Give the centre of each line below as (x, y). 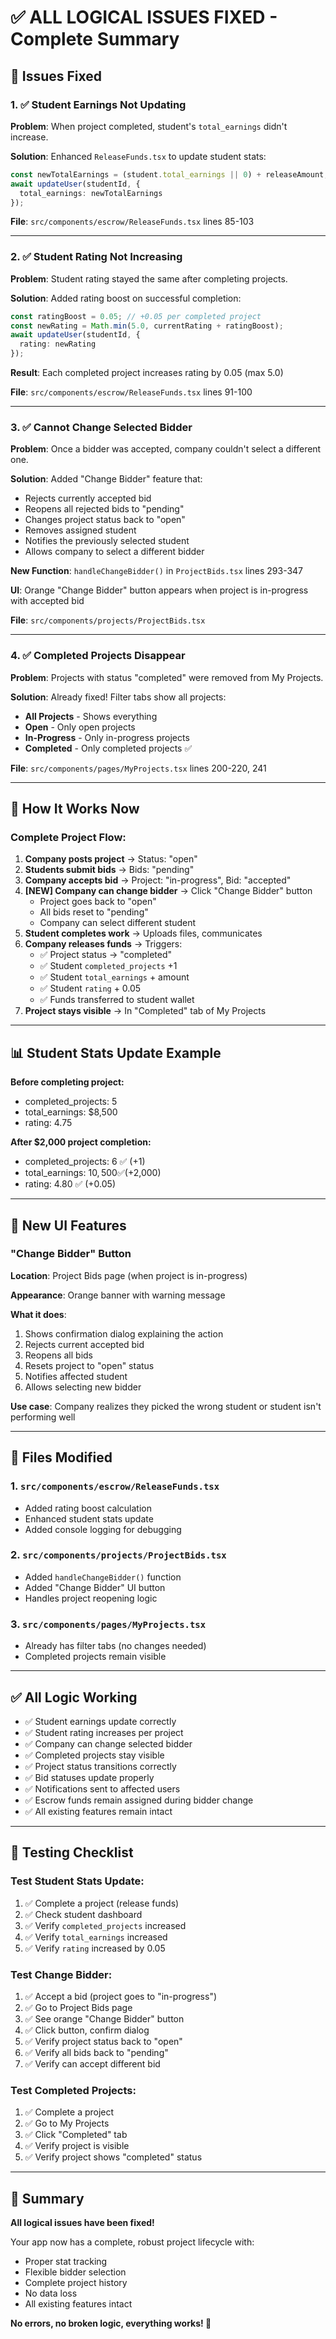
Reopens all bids (58, 1355)
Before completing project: (67, 1082)
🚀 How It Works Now (75, 809)
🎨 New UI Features (68, 1225)
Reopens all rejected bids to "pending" (104, 509)
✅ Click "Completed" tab (76, 2135)
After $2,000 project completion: (81, 1142)
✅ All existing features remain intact (98, 1811)
